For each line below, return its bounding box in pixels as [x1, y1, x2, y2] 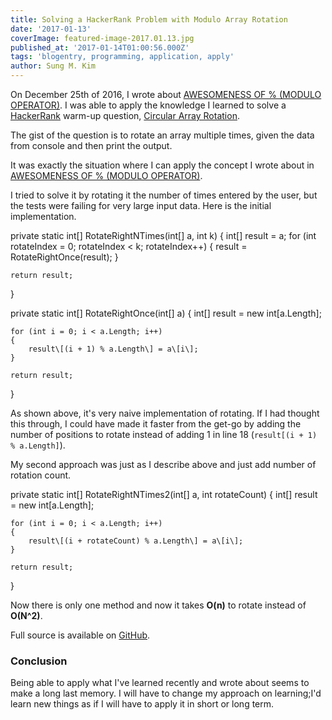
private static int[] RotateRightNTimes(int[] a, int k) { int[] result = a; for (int [10, 230, 317, 241]
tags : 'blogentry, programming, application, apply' [10, 52, 235, 62]
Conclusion [10, 654, 68, 668]
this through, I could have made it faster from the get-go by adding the [10, 418, 302, 430]
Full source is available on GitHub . [10, 629, 151, 641]
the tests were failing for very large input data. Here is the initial [10, 200, 272, 211]
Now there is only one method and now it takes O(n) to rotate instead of [10, 599, 307, 611]
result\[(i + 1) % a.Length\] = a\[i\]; [28, 344, 199, 354]
